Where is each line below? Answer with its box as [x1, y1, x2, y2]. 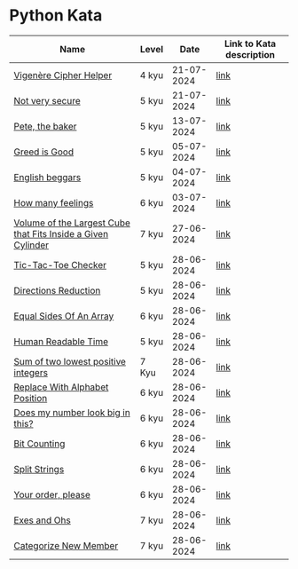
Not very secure [13, 94, 82, 107]
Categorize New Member [13, 539, 119, 551]
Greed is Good [13, 146, 74, 158]
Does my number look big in [13, 406, 130, 418]
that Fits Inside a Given [13, 227, 109, 240]
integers [13, 366, 49, 378]
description [225, 48, 276, 60]
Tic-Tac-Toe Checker [13, 258, 107, 271]
